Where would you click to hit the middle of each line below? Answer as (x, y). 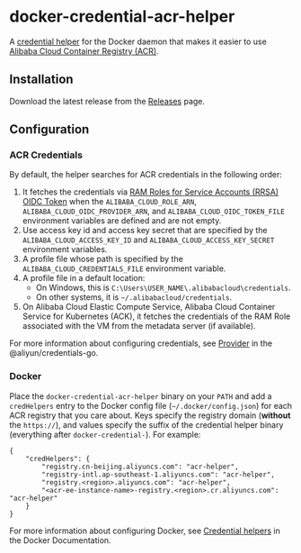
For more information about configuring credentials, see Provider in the (141, 343)
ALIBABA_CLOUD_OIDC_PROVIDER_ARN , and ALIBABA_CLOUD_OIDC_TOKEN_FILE (153, 211)
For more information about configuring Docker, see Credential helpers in (145, 530)
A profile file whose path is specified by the (103, 259)
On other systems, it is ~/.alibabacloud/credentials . (133, 297)
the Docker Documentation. (60, 540)
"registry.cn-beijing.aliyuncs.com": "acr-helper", (141, 467)
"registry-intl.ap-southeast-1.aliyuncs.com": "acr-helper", (159, 475)
